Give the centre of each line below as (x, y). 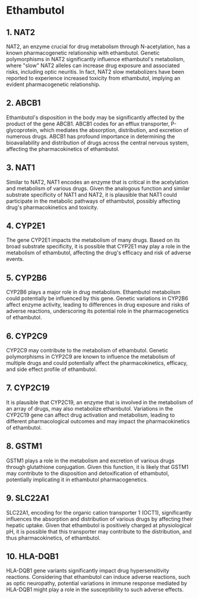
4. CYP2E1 (26, 226)
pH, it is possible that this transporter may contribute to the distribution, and (99, 531)
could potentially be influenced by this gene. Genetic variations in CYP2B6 (97, 298)
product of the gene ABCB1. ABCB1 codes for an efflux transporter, (88, 124)
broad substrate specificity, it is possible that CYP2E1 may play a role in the (98, 247)
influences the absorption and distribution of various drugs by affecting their (100, 519)
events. (15, 259)
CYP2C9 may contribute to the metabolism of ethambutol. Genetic (87, 351)
